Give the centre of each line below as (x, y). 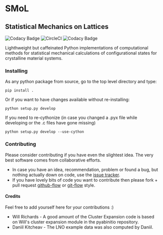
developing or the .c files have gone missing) (50, 123)
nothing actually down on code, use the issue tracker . (66, 175)
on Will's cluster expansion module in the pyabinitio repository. (75, 222)
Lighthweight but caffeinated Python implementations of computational (77, 48)
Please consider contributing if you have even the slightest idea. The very (79, 155)
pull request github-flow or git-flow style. (54, 185)
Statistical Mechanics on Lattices (57, 27)
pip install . (20, 91)
